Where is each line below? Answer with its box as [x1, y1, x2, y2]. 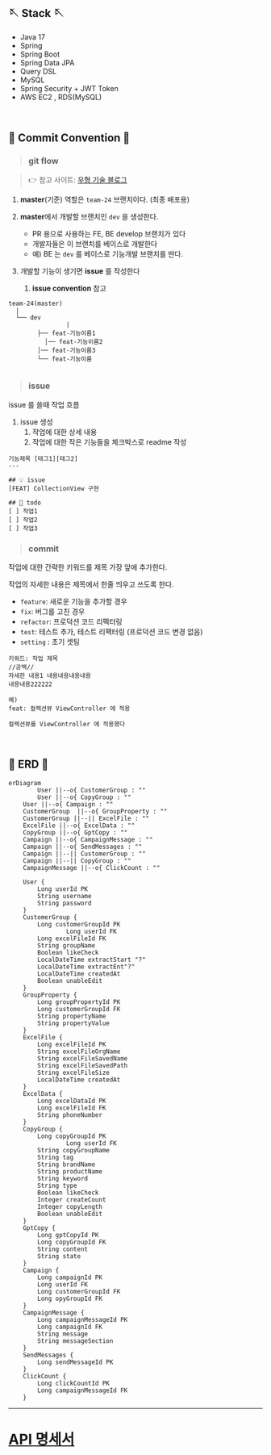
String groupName [37, 941, 95, 950]
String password [37, 899, 92, 907]
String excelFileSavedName [37, 1054, 128, 1063]
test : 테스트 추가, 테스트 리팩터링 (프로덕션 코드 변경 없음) [19, 627, 203, 637]
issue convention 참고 [31, 283, 106, 293]
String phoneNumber [37, 1110, 103, 1119]
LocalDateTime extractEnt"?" [37, 963, 135, 971]
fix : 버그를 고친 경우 [19, 607, 85, 617]
